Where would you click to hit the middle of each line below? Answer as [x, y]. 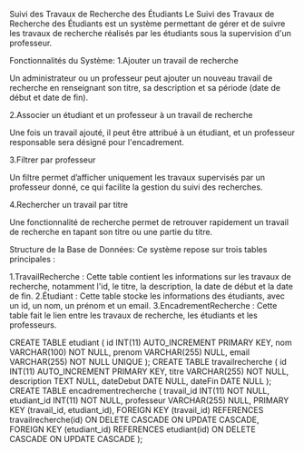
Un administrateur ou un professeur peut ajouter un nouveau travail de [141, 78]
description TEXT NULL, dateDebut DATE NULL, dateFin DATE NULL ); [141, 381]
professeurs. [33, 325]
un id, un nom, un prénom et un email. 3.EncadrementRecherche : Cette [143, 305]
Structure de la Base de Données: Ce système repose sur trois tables [138, 249]
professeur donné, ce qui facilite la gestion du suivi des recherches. [136, 187]
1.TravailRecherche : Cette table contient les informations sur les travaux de [151, 276]
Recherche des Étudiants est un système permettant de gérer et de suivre [147, 24]
